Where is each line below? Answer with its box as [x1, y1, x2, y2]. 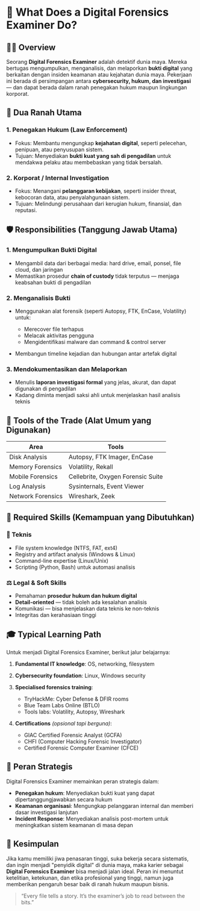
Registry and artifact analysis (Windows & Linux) [14, 551, 136, 558]
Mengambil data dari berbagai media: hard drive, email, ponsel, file [14, 259, 181, 267]
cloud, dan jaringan [14, 266, 63, 273]
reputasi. [14, 206, 37, 213]
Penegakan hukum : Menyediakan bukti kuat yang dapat [14, 789, 155, 797]
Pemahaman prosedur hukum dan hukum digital [14, 592, 137, 600]
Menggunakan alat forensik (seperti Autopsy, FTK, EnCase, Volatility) [14, 307, 187, 315]
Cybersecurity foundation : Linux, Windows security [14, 672, 146, 679]
